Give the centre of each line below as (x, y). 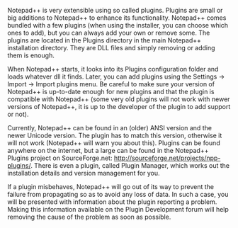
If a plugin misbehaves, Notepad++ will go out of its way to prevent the (111, 187)
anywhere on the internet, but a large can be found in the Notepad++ (108, 150)
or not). (18, 114)
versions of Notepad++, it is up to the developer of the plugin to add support (119, 107)
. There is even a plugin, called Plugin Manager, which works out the (130, 165)
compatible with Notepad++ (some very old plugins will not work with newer (119, 99)
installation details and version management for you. (84, 173)
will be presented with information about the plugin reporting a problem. (112, 202)
